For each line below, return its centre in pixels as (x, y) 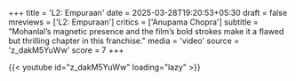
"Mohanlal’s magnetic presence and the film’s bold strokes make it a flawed (146, 31)
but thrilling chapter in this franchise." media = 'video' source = (124, 40)
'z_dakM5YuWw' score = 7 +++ (66, 50)
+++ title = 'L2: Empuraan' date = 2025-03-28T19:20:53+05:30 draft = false (148, 13)
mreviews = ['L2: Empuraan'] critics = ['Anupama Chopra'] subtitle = (133, 22)
